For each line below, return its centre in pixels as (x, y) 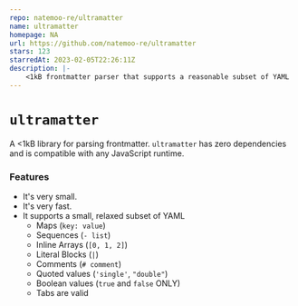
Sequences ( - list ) (73, 235)
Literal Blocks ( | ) (67, 254)
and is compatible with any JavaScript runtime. (97, 153)
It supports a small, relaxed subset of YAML (104, 215)
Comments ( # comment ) (79, 263)
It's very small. (50, 196)
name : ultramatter (44, 26)
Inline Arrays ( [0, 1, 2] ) (82, 244)
